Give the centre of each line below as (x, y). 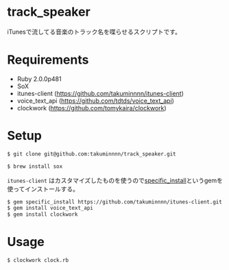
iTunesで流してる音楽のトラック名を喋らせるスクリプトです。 (94, 32)
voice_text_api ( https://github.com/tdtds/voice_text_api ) (96, 101)
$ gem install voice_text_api (50, 208)
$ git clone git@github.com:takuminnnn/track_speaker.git (92, 154)
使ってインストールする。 (43, 188)
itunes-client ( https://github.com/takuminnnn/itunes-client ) (100, 93)
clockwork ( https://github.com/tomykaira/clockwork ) (92, 108)
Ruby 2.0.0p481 (39, 79)
